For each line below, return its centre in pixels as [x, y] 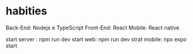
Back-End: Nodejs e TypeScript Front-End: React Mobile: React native [93, 28]
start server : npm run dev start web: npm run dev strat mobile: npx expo [96, 39]
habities [27, 11]
